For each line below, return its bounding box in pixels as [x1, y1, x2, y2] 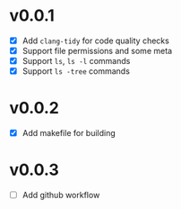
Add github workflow [22, 190, 100, 201]
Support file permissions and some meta [22, 46, 173, 56]
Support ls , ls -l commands [22, 56, 131, 67]
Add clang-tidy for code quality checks [22, 35, 170, 46]
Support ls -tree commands [22, 66, 130, 77]
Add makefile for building [22, 128, 116, 139]
